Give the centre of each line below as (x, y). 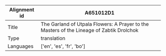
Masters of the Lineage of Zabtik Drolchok (90, 30)
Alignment (22, 10)
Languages (21, 46)
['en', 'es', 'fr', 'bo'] (63, 46)
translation (53, 38)
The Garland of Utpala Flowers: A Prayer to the (95, 24)
